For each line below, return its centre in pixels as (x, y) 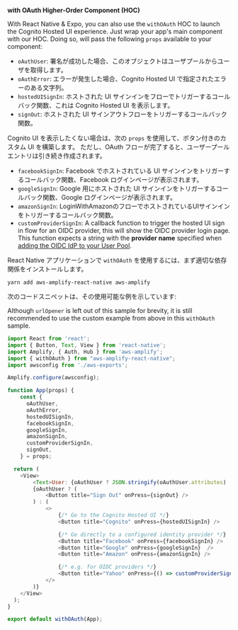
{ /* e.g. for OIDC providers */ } (107, 567)
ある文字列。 (49, 87)
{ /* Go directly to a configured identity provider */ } (142, 534)
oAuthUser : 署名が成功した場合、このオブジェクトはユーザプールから (117, 61)
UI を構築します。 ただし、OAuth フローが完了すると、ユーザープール (129, 147)
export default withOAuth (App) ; (55, 619)
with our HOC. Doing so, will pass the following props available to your (109, 39)
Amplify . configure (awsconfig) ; (53, 378)
